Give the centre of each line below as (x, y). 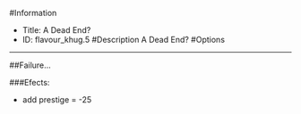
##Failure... (30, 65)
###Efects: (30, 82)
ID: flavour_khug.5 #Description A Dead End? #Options (124, 40)
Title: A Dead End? (56, 30)
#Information (33, 13)
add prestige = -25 (57, 100)
